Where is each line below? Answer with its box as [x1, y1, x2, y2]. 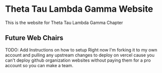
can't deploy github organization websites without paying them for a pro [5, 57, 151, 63]
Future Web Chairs [5, 34, 64, 42]
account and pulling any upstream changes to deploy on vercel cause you [5, 52, 155, 58]
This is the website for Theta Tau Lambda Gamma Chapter [5, 20, 123, 25]
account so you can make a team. [5, 62, 74, 68]
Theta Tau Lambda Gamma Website [5, 3, 154, 15]
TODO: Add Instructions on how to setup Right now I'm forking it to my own [5, 47, 158, 52]
